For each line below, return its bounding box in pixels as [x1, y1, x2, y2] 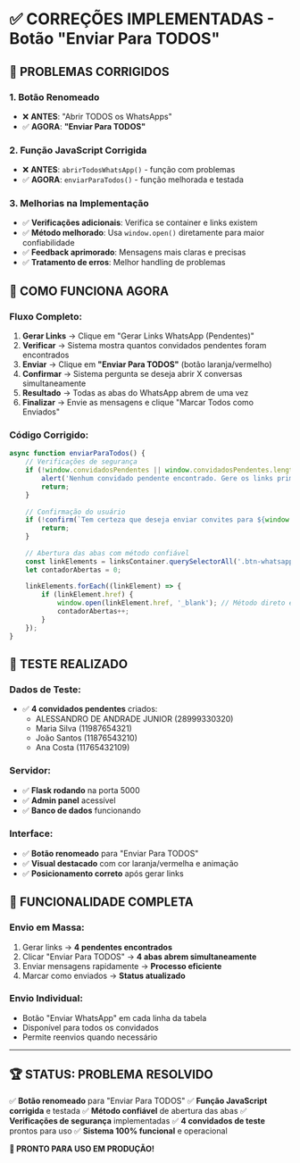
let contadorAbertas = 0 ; [25, 565, 122, 574]
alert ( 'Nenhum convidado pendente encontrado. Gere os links [41, 474, 274, 483]
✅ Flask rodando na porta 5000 [21, 784, 140, 795]
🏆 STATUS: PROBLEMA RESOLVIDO [9, 1067, 213, 1083]
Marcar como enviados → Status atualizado [21, 970, 186, 981]
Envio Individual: [9, 992, 83, 1005]
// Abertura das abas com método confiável [25, 548, 190, 557]
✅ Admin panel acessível [21, 795, 116, 806]
